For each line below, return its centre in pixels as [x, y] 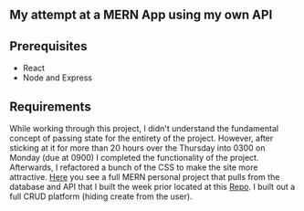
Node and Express [58, 78]
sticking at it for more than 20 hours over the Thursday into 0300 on [137, 148]
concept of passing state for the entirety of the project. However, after [142, 138]
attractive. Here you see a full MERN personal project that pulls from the [145, 177]
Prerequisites [48, 46]
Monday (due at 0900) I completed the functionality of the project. [134, 158]
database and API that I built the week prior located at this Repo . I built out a [152, 187]
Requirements [50, 106]
